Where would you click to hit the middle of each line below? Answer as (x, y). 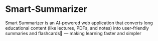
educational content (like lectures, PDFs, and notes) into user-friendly (77, 28)
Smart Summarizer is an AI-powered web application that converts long (79, 23)
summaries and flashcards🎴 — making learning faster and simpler (73, 33)
